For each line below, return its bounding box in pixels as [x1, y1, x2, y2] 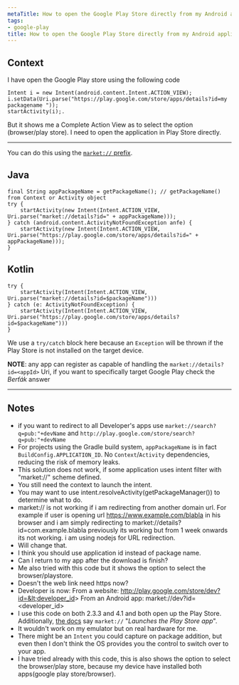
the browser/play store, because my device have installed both [17, 662, 202, 670]
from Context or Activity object [7, 194, 107, 202]
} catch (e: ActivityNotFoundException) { [7, 300, 135, 308]
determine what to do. [17, 496, 83, 504]
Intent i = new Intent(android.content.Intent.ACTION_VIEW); [7, 90, 193, 97]
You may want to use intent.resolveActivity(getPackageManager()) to [17, 488, 221, 496]
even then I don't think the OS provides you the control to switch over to [17, 639, 229, 648]
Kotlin [7, 263, 34, 276]
